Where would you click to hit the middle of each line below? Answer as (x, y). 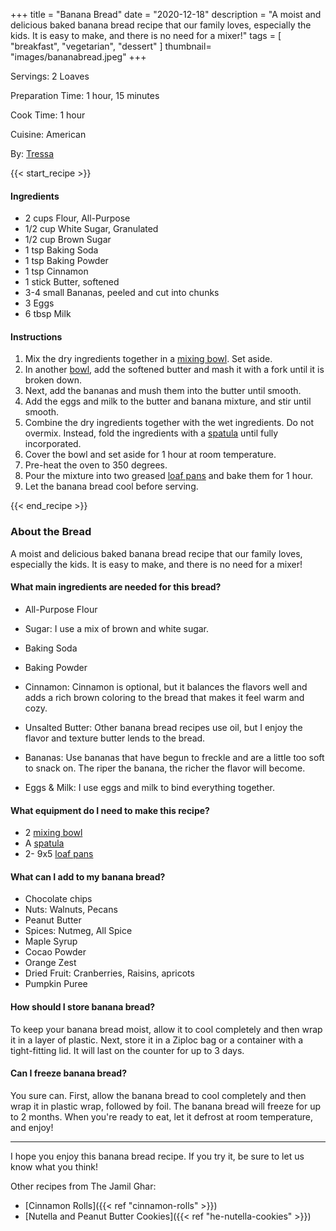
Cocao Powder (55, 952)
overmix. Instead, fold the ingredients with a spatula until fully (151, 433)
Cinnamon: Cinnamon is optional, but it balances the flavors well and (166, 686)
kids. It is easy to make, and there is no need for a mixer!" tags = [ (146, 35)
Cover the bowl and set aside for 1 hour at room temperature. (150, 455)
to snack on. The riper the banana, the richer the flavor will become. (165, 768)
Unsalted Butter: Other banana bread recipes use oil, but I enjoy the (163, 727)
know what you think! (54, 1166)
